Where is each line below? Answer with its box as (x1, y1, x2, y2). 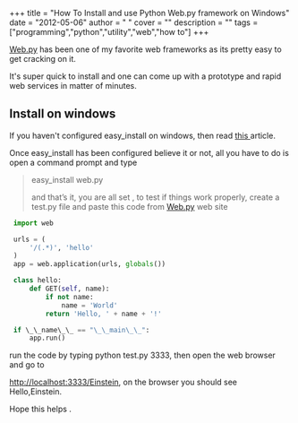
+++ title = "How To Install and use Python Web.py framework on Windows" (9, 8, 290, 18)
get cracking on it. (9, 54, 76, 64)
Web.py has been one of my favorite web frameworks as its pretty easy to (9, 44, 282, 55)
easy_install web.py (30, 174, 104, 185)
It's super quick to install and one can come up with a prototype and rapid (9, 71, 282, 82)
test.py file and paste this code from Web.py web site (30, 201, 228, 211)
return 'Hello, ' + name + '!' (45, 309, 163, 318)
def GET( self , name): (29, 284, 110, 294)
